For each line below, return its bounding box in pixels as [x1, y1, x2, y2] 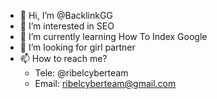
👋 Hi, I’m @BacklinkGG [19, 10, 113, 21]
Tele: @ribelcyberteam [34, 67, 129, 79]
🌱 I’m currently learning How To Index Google [19, 31, 208, 42]
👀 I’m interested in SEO [19, 20, 115, 32]
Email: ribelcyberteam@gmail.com [34, 78, 177, 89]
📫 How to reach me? [19, 53, 108, 64]
